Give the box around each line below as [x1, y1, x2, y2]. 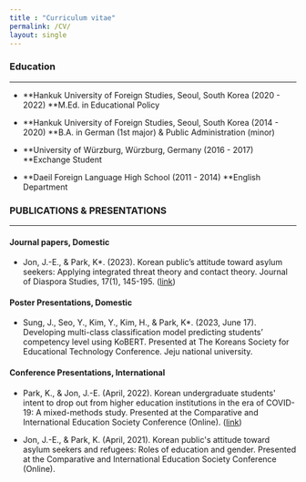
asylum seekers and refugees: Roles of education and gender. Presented [22, 444, 297, 455]
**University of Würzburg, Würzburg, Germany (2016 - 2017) [22, 144, 254, 155]
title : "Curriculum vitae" [9, 13, 117, 23]
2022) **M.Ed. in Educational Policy [22, 99, 160, 110]
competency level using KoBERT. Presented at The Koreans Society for [22, 336, 290, 347]
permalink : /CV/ [9, 22, 71, 31]
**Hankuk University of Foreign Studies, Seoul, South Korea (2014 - [22, 117, 280, 128]
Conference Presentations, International [9, 366, 166, 378]
